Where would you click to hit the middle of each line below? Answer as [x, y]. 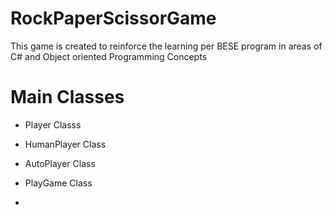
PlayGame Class [58, 183]
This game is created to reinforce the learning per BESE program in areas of [166, 46]
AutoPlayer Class [60, 163]
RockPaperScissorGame [113, 18]
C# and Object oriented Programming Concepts [109, 56]
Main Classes [67, 97]
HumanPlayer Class [65, 144]
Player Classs [53, 124]
